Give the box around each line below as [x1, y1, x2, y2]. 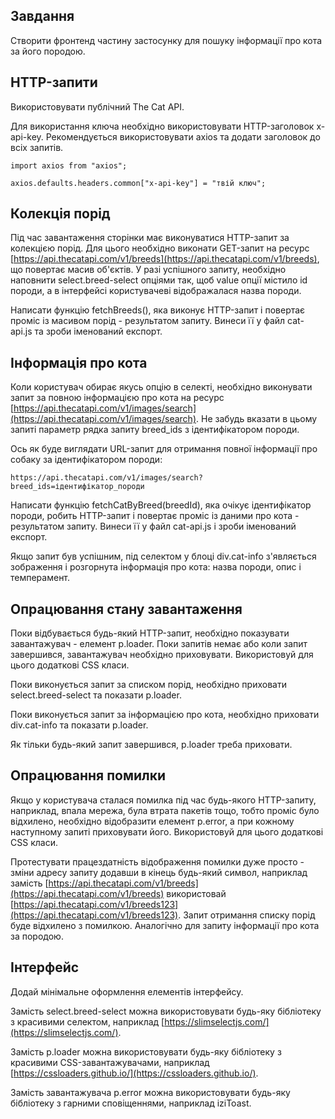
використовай [166, 887, 227, 899]
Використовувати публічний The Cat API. [10, 100, 185, 113]
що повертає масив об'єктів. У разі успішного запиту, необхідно [10, 264, 287, 276]
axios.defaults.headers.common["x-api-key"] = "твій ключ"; [10, 178, 267, 188]
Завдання [10, 8, 75, 25]
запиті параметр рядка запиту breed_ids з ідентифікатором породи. [10, 424, 300, 436]
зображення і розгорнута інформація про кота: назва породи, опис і [10, 561, 302, 573]
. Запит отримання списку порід [178, 909, 316, 921]
